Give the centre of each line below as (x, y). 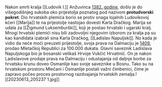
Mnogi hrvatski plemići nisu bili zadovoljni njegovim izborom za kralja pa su (81, 33)
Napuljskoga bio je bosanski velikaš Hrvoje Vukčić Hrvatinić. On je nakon (78, 53)
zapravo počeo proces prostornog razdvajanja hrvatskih (61, 74)
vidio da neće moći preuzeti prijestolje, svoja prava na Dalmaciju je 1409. (78, 43)
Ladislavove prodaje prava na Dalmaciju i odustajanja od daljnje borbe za (78, 59)
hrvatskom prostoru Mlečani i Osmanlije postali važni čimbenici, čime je (77, 69)
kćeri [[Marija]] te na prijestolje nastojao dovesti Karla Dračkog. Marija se (78, 22)
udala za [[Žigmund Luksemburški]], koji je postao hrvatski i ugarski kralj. (79, 28)
